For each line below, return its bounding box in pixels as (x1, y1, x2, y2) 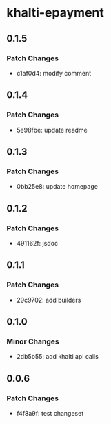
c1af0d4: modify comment (16, 69, 92, 77)
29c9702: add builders (16, 296, 81, 304)
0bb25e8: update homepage (16, 183, 98, 191)
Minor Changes (6, 337, 59, 346)
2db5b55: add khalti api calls (16, 353, 99, 361)
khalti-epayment (6, 5, 105, 21)
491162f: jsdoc (16, 239, 59, 247)
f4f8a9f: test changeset (16, 409, 84, 417)
